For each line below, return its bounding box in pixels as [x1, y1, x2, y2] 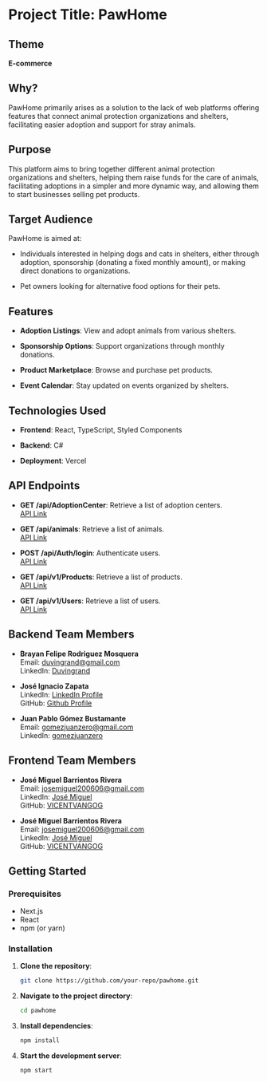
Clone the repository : [19, 962, 92, 971]
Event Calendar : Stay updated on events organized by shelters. [19, 381, 230, 390]
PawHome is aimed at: [8, 234, 82, 243]
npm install [19, 1037, 60, 1044]
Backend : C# [19, 440, 64, 450]
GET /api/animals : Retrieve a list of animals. [19, 524, 165, 534]
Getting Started [8, 864, 87, 878]
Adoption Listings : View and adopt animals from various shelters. [19, 326, 237, 336]
